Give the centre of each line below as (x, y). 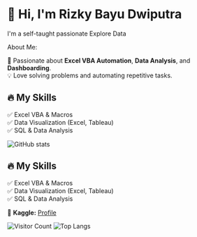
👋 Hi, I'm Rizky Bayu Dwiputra (95, 14)
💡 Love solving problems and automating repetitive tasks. (90, 75)
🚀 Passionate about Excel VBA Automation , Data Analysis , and (99, 60)
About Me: (22, 47)
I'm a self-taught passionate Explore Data (67, 33)
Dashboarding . (29, 68)
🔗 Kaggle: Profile (32, 213)
